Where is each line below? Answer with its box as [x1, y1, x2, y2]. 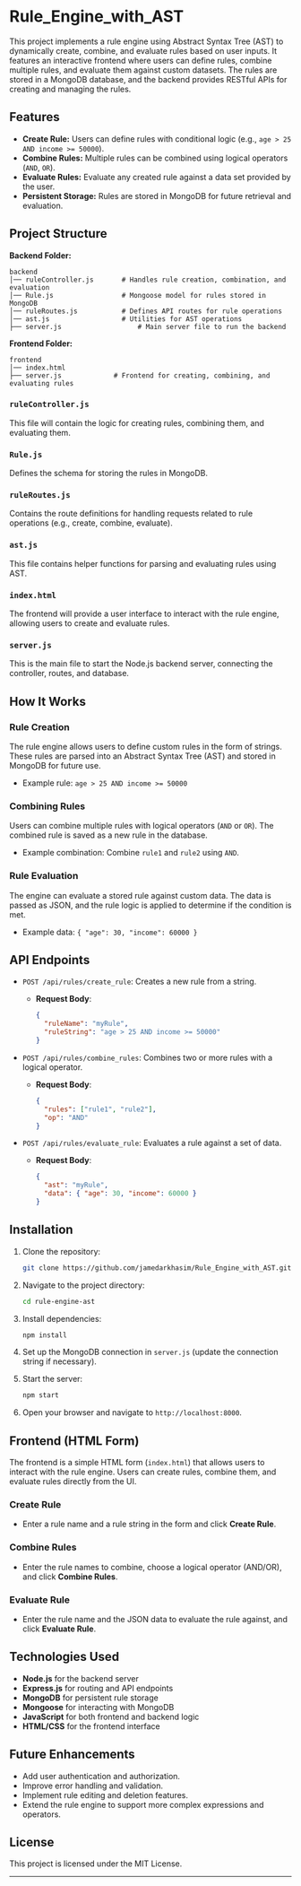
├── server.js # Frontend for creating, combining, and [9, 370, 271, 380]
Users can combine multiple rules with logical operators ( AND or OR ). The [9, 821, 274, 831]
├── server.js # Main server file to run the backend [9, 322, 287, 331]
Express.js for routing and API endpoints [21, 1682, 174, 1693]
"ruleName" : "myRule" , [43, 1020, 129, 1029]
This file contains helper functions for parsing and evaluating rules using [9, 558, 277, 569]
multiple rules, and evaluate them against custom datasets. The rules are [9, 65, 278, 75]
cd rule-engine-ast [21, 1297, 96, 1306]
